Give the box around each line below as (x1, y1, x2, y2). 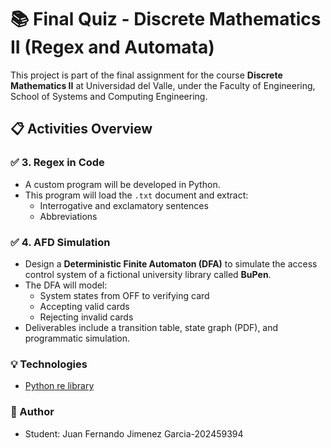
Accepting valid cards (39, 300, 130, 312)
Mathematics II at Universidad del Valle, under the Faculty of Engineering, (10, 79, 316, 91)
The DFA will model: (24, 279, 108, 291)
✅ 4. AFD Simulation (10, 235, 111, 249)
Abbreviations (39, 210, 98, 222)
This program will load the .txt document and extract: (24, 189, 249, 201)
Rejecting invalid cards (39, 311, 134, 323)
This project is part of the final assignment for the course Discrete (10, 69, 283, 81)
